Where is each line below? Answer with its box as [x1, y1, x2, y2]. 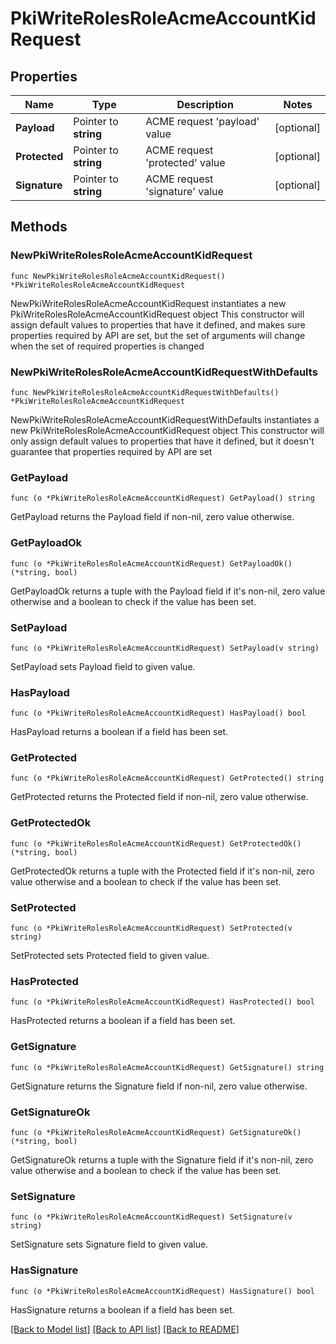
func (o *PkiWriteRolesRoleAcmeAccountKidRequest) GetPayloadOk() [10, 558, 293, 569]
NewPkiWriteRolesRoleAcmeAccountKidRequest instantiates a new [10, 297, 287, 309]
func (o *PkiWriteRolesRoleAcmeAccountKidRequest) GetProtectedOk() [10, 838, 302, 849]
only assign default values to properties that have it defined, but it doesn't [10, 435, 315, 447]
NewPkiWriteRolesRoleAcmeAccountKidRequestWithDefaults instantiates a [10, 413, 320, 426]
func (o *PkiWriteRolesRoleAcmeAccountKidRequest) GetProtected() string [10, 773, 325, 784]
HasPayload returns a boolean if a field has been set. [10, 726, 229, 738]
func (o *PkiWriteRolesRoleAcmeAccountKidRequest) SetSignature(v [10, 1212, 293, 1222]
